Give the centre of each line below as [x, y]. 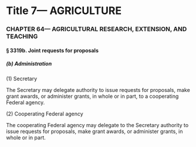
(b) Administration [29, 64]
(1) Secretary [22, 78]
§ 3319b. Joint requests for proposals [52, 50]
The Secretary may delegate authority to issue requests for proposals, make [98, 90]
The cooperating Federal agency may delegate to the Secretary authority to [97, 125]
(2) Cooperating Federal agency [45, 114]
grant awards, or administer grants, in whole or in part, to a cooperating [92, 96]
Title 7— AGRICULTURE [64, 11]
